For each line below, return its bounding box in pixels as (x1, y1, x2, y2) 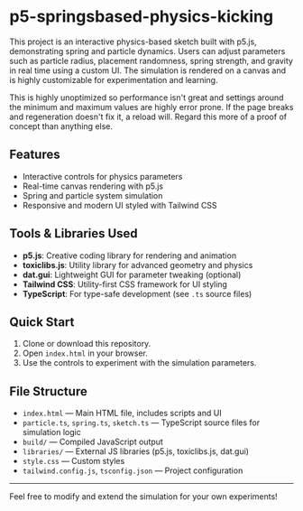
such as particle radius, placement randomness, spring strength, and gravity (9, 55, 293, 66)
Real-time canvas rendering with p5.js (22, 181, 164, 191)
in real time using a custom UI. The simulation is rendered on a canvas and (9, 65, 287, 76)
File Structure (9, 384, 87, 399)
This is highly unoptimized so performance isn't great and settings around (9, 92, 284, 103)
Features (9, 147, 60, 163)
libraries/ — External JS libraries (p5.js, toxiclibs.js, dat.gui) (22, 446, 250, 457)
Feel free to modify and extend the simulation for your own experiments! (9, 491, 278, 502)
